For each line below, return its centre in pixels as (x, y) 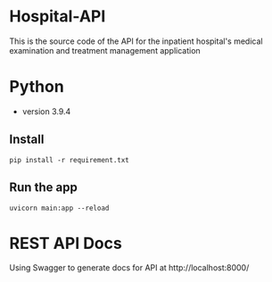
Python (37, 87)
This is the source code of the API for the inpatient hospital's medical (136, 41)
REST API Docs (66, 243)
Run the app (43, 188)
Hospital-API (58, 17)
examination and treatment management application (105, 50)
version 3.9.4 (46, 111)
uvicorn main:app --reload (59, 208)
